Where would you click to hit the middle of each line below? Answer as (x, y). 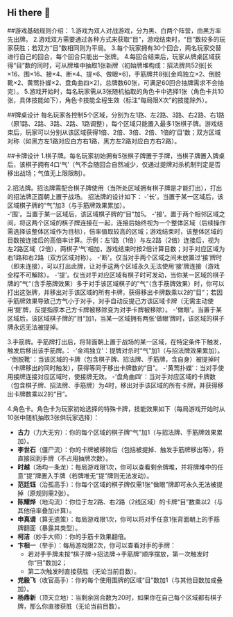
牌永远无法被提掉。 (35, 327)
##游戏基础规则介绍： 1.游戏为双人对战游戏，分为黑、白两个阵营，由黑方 (111, 30)
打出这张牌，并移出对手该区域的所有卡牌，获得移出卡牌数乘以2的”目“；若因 (115, 292)
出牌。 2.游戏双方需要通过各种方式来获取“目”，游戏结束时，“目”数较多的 (116, 39)
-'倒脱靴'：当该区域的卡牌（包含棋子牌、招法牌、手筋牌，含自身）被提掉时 (114, 359)
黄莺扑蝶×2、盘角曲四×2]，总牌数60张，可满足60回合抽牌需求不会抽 (125, 82)
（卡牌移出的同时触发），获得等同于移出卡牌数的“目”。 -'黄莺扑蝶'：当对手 (113, 368)
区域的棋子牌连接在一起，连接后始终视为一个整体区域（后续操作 (135, 223)
